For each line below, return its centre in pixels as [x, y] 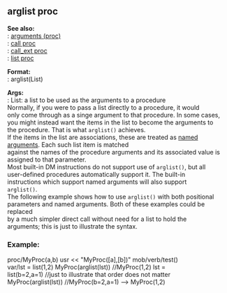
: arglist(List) [25, 79]
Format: [19, 71]
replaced [20, 211]
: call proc [22, 43]
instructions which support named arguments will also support [97, 182]
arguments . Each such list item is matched [68, 144]
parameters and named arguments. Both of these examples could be [106, 204]
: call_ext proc [27, 50]
